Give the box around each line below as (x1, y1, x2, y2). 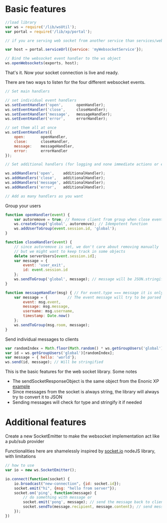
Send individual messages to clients (5, 336, 79, 342)
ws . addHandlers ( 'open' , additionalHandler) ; (5, 171, 106, 176)
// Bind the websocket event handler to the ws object (5, 56, 121, 61)
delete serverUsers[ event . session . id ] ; (14, 253, 97, 259)
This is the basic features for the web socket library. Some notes (5, 369, 137, 374)
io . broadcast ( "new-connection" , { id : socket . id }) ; (14, 481, 121, 486)
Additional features (5, 417, 86, 428)
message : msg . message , (23, 304, 70, 309)
